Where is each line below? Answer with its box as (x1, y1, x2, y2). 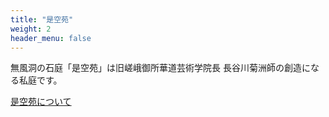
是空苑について (10, 96, 72, 108)
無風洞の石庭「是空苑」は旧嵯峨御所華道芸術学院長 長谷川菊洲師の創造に (10, 62, 311, 74)
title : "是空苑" (10, 14, 74, 25)
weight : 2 (10, 24, 52, 34)
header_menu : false (10, 33, 92, 43)
